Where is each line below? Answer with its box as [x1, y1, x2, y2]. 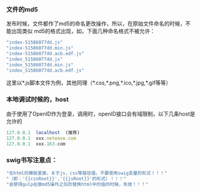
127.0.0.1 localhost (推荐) [6, 129, 80, 135]
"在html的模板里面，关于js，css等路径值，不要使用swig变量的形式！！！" [6, 170, 167, 176]
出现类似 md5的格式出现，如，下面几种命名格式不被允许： [11, 28, 156, 35]
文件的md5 [6, 5, 38, 13]
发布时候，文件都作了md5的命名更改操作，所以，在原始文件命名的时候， [6, 20, 186, 28]
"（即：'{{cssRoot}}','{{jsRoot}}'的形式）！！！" [6, 176, 127, 182]
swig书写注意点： [6, 156, 58, 164]
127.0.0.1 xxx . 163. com [6, 141, 66, 147]
